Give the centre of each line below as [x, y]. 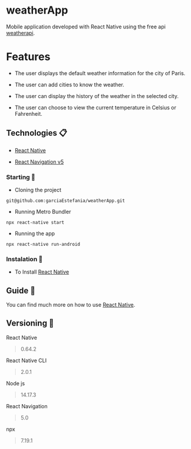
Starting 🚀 [21, 177]
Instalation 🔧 [24, 259]
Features [28, 57]
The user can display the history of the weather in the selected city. [96, 96]
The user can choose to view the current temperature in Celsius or [95, 108]
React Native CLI [27, 360]
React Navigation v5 [39, 162]
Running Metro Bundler [43, 212]
